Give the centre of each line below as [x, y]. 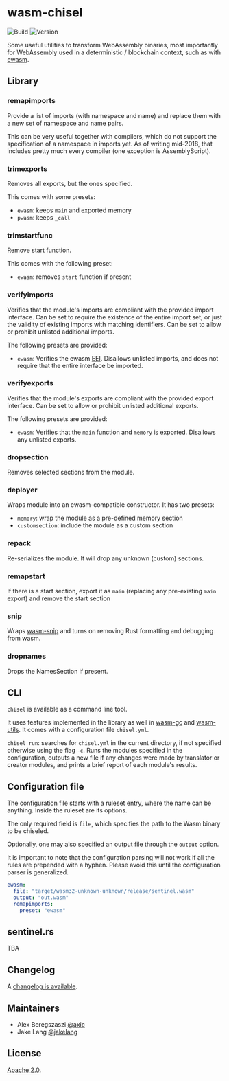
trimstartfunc [30, 235]
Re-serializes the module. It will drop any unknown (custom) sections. [106, 558]
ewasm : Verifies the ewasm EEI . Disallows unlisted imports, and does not [118, 358]
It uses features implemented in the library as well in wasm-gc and [101, 722]
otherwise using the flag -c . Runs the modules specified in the [95, 751]
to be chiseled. [28, 831]
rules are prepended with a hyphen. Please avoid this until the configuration [114, 865]
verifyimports [31, 295]
